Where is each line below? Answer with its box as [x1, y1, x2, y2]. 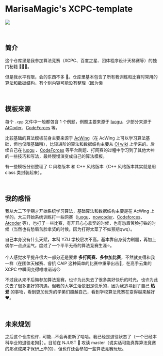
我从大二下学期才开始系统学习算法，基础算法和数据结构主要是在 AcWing [5, 208, 149, 214]
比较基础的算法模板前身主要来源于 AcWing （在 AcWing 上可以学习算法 [5, 135, 146, 141]
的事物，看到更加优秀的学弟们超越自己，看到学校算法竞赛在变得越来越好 [10, 289, 155, 295]
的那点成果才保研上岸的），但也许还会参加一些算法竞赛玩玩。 [5, 346, 126, 352]
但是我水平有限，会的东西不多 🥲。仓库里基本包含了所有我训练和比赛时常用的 [5, 74, 158, 79]
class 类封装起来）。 [5, 170, 45, 175]
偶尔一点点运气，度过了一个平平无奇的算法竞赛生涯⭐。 [5, 243, 114, 248]
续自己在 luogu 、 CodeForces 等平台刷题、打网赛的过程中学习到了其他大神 [5, 147, 155, 153]
